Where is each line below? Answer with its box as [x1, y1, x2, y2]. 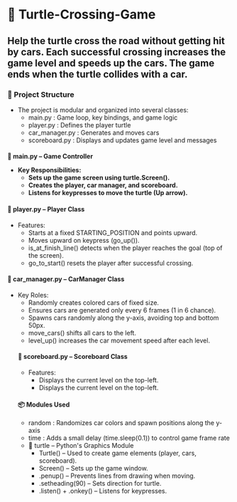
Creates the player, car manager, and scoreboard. [28, 181, 179, 189]
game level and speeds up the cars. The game [7, 57, 215, 69]
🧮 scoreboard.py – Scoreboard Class [17, 352, 128, 361]
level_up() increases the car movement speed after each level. [28, 336, 211, 345]
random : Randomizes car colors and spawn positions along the [28, 419, 215, 427]
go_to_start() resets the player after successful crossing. [28, 258, 194, 267]
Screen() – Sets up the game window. [38, 464, 148, 473]
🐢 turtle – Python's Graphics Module [28, 441, 134, 450]
